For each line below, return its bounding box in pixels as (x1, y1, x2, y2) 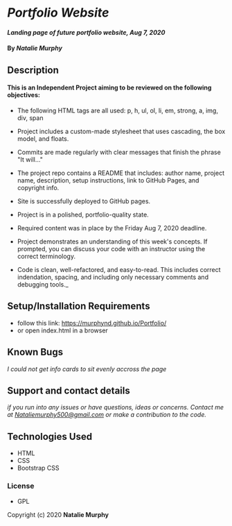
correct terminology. (17, 252, 76, 260)
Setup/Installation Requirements (7, 300, 150, 312)
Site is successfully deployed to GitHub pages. (17, 196, 151, 205)
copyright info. (17, 183, 60, 192)
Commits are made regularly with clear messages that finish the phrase (17, 148, 222, 156)
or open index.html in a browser (17, 326, 109, 334)
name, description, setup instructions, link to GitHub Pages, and (17, 176, 199, 185)
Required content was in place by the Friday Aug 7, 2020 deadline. (17, 223, 207, 232)
